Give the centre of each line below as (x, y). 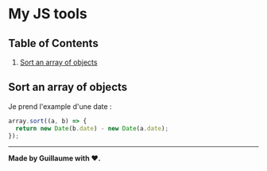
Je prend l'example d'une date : (60, 106)
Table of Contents (54, 43)
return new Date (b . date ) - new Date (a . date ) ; (92, 128)
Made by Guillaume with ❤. (54, 158)
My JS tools (48, 14)
